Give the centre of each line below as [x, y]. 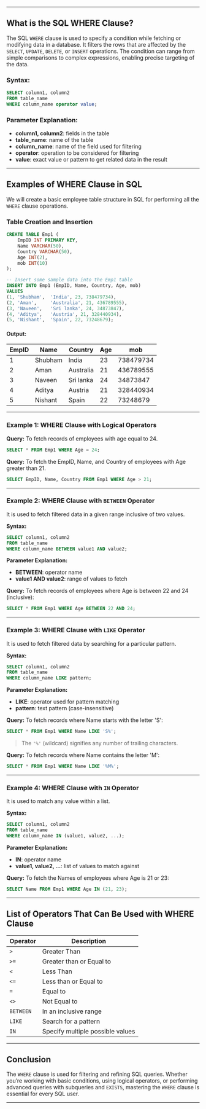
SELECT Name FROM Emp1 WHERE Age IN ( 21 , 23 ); [67, 889]
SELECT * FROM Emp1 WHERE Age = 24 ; [53, 450]
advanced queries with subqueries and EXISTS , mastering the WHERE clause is [103, 1087]
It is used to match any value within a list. [58, 801]
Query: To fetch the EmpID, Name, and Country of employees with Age [96, 461]
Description [89, 941]
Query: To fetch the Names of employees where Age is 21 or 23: [88, 878]
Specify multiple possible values [89, 1031]
